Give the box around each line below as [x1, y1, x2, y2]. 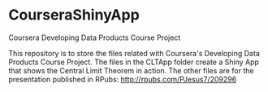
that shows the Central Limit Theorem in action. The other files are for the [8, 65, 254, 75]
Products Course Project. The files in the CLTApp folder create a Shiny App [8, 57, 260, 67]
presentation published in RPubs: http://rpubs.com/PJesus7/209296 [8, 74, 237, 84]
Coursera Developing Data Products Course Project [8, 33, 181, 42]
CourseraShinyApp [8, 6, 140, 24]
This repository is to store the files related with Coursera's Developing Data [8, 48, 260, 58]
